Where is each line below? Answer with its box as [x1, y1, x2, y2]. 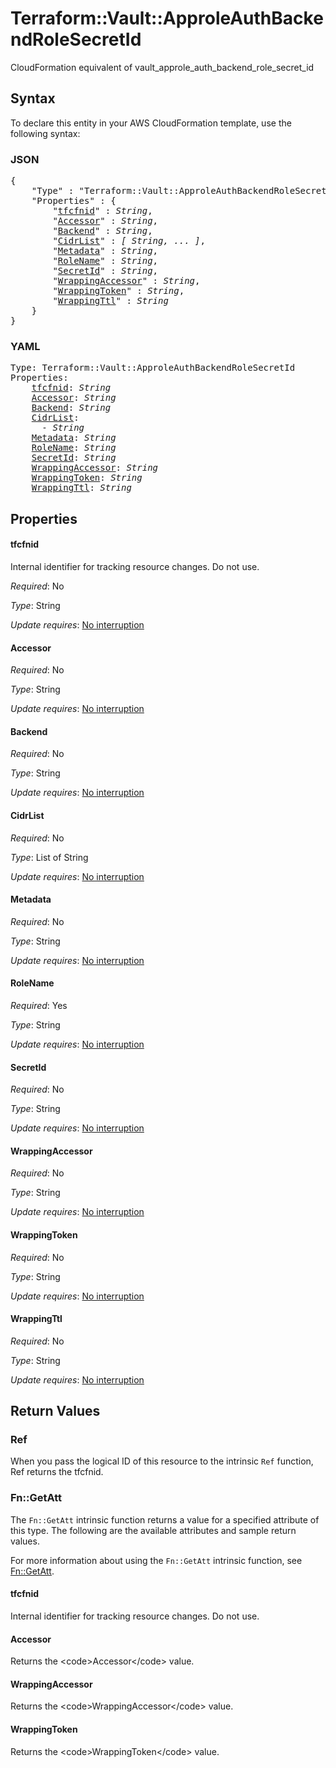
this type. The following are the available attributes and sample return [10, 1524, 297, 1536]
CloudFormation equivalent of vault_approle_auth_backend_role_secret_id [10, 61, 315, 73]
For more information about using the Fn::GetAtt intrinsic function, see [10, 1554, 303, 1566]
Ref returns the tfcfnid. [10, 1466, 104, 1478]
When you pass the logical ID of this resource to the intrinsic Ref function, [10, 1455, 314, 1467]
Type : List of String [10, 851, 89, 863]
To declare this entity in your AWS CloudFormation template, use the [10, 117, 292, 129]
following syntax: [10, 127, 81, 139]
